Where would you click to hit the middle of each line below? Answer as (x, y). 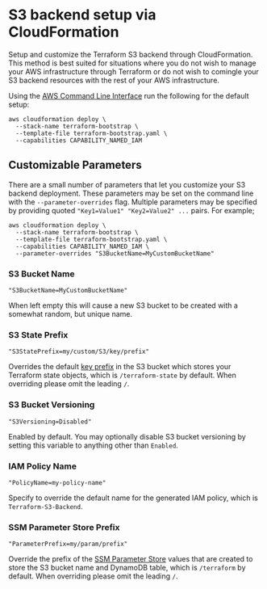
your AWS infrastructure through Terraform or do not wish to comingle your (134, 71)
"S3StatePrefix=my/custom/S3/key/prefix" (79, 352)
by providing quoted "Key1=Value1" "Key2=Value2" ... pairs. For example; (131, 210)
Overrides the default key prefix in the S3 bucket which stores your (120, 367)
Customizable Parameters (75, 165)
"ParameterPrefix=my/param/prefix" (68, 544)
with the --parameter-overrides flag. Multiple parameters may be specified (133, 202)
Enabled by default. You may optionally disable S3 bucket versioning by (127, 436)
